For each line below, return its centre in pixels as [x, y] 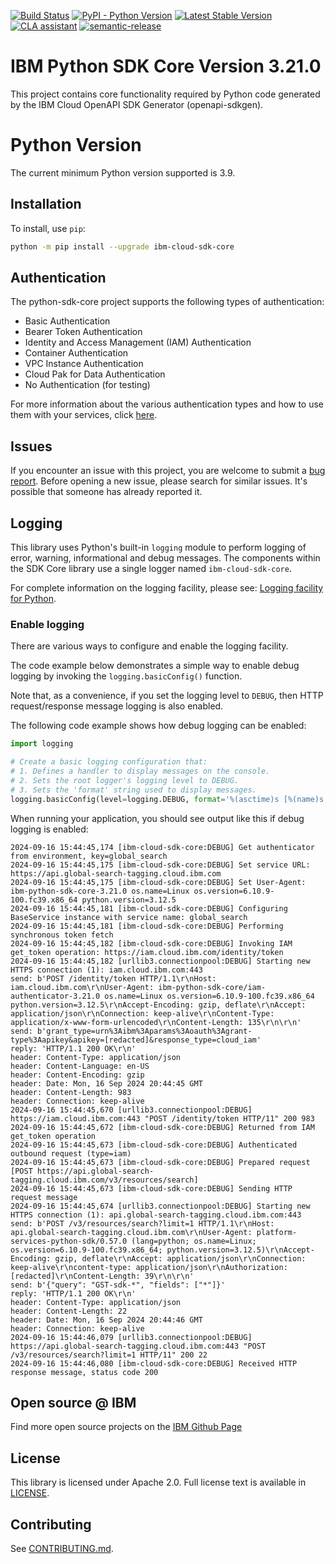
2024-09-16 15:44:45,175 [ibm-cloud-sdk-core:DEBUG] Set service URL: [160, 865]
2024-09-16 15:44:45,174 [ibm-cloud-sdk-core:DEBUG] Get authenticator [162, 847]
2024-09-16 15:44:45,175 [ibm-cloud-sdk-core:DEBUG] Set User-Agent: [158, 882]
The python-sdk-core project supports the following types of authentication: [167, 302]
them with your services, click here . [84, 415]
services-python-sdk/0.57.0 [69, 1241]
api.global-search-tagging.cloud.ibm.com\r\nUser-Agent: [131, 1232]
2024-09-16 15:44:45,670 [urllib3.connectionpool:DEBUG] [131, 1110]
